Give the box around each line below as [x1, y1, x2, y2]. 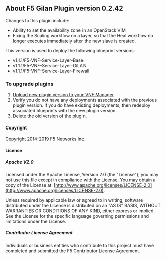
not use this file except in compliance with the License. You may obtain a [5, 177, 156, 183]
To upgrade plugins [5, 80, 54, 87]
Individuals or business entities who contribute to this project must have [5, 242, 154, 248]
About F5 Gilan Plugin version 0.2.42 [5, 4, 123, 13]
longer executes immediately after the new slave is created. [12, 38, 136, 44]
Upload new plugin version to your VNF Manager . [12, 92, 115, 98]
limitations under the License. [5, 218, 66, 224]
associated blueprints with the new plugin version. [12, 108, 117, 114]
